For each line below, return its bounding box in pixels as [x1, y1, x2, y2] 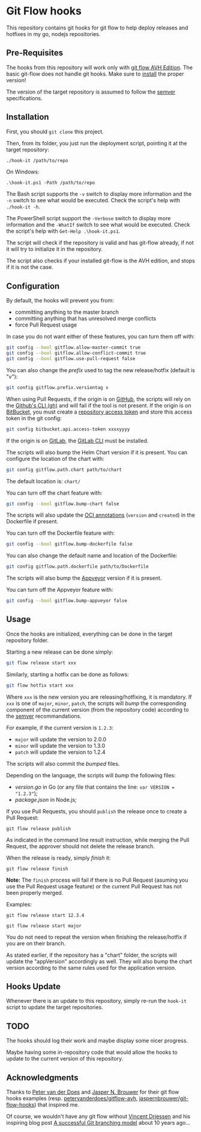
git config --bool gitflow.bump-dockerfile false [6, 541, 133, 547]
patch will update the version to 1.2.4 [14, 748, 106, 756]
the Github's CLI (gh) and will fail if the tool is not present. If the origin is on [6, 402, 191, 409]
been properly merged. [6, 889, 64, 896]
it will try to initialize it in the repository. [6, 245, 103, 253]
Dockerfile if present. [6, 518, 59, 525]
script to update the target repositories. [6, 1004, 103, 1011]
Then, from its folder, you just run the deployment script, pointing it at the [6, 139, 187, 146]
